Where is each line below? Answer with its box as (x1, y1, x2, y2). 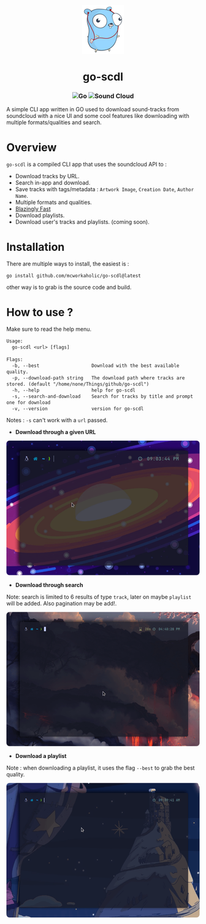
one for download (6, 400, 51, 406)
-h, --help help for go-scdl (12, 387, 136, 393)
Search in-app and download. (15, 179, 91, 186)
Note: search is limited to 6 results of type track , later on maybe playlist (6, 593, 192, 601)
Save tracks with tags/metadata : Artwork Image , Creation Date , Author (15, 186, 194, 193)
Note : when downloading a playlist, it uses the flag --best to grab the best (6, 764, 195, 772)
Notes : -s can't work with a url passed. (6, 417, 108, 424)
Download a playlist (15, 752, 67, 760)
